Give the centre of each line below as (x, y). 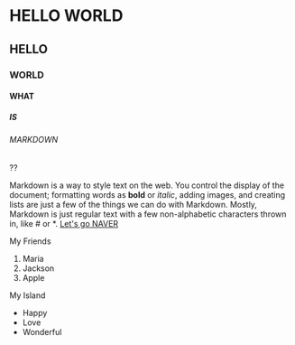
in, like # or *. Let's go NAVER (64, 223)
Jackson (38, 268)
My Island (28, 295)
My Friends (30, 241)
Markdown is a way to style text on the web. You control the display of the (147, 185)
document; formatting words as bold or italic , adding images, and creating (147, 194)
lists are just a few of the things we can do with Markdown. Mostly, (133, 204)
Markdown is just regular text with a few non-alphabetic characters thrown (148, 214)
